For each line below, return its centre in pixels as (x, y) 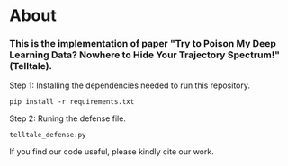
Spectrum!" (254, 55)
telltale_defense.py (48, 135)
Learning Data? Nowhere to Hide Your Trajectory (117, 55)
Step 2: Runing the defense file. (67, 118)
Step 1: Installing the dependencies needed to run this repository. (130, 85)
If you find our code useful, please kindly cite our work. (112, 152)
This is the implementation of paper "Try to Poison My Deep (143, 44)
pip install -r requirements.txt (72, 102)
